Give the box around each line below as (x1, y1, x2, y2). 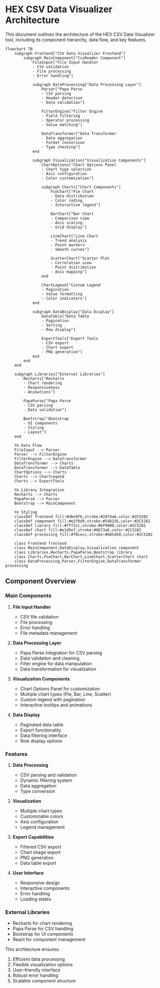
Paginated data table (20, 721, 64, 727)
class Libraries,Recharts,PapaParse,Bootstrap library (14, 550, 133, 555)
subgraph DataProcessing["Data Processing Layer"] (32, 82, 142, 87)
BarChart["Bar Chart (50, 211, 94, 216)
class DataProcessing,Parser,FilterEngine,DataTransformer (14, 558, 142, 563)
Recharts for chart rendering (12, 920, 72, 926)
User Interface (12, 869, 44, 876)
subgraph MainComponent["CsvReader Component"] (23, 55, 126, 61)
